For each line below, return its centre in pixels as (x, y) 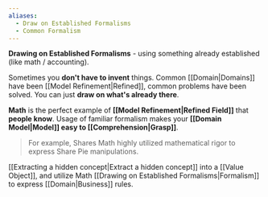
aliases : (23, 16)
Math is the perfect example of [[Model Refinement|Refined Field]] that (129, 110)
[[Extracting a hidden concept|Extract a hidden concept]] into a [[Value (126, 167)
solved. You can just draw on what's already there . (94, 95)
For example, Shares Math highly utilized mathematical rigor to (132, 143)
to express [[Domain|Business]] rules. (71, 184)
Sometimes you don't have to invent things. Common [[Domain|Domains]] (132, 78)
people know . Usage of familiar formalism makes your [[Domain (115, 119)
